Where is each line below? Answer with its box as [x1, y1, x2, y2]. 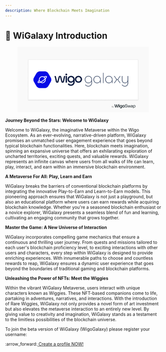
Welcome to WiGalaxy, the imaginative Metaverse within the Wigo [5, 127, 140, 133]
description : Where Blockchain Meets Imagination [5, 8, 110, 13]
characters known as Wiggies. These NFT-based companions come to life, [5, 290, 158, 296]
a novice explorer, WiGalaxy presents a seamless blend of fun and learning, [5, 210, 160, 215]
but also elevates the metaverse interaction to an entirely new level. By [5, 306, 150, 312]
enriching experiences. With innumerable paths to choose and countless [5, 255, 154, 261]
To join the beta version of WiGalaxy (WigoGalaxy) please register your [5, 326, 150, 332]
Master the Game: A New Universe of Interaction [5, 224, 108, 230]
